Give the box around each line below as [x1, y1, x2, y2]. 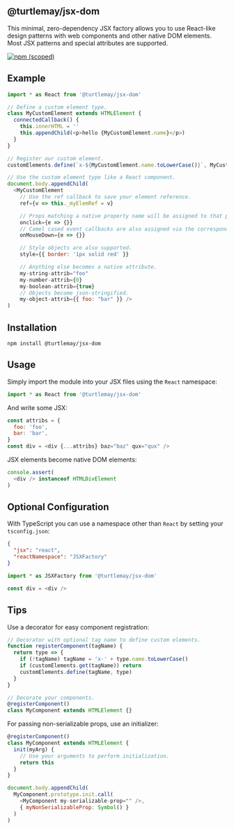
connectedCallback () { [13, 116, 79, 124]
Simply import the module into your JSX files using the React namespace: [7, 377, 218, 386]
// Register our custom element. [7, 155, 104, 162]
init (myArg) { [13, 746, 54, 753]
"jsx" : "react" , [13, 547, 61, 554]
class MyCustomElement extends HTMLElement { [7, 110, 141, 117]
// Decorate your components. [7, 694, 95, 701]
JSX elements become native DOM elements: [7, 455, 137, 464]
